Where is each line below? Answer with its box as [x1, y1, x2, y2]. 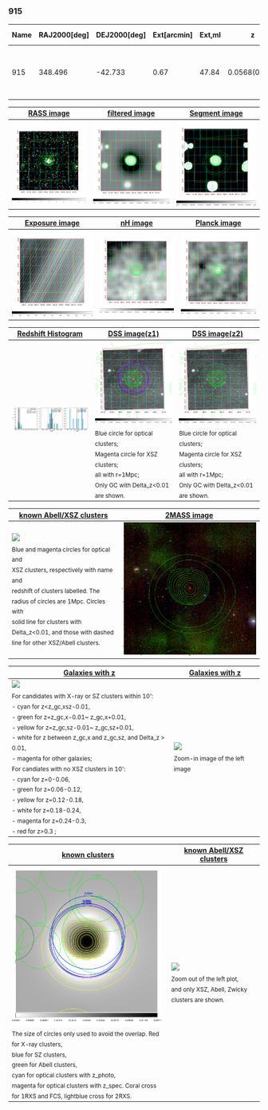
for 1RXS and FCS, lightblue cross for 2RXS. [11, 1092, 132, 1100]
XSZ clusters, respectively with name [11, 566, 113, 574]
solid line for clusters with [11, 618, 82, 626]
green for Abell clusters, [11, 1061, 77, 1069]
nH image [120, 218, 153, 228]
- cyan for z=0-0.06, [11, 776, 70, 784]
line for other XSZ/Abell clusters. [11, 638, 100, 647]
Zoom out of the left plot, [171, 975, 239, 983]
